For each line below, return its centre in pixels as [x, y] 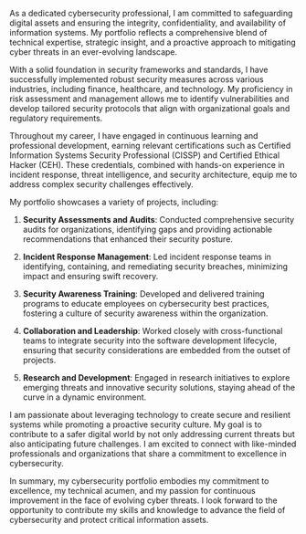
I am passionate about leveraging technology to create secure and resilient [150, 415]
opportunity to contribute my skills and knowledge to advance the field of [148, 510]
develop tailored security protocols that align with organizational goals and [150, 108]
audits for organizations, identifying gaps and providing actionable [147, 229]
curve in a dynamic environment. [84, 397]
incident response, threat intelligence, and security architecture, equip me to [153, 174]
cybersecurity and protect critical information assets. [109, 520]
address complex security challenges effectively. [101, 184]
